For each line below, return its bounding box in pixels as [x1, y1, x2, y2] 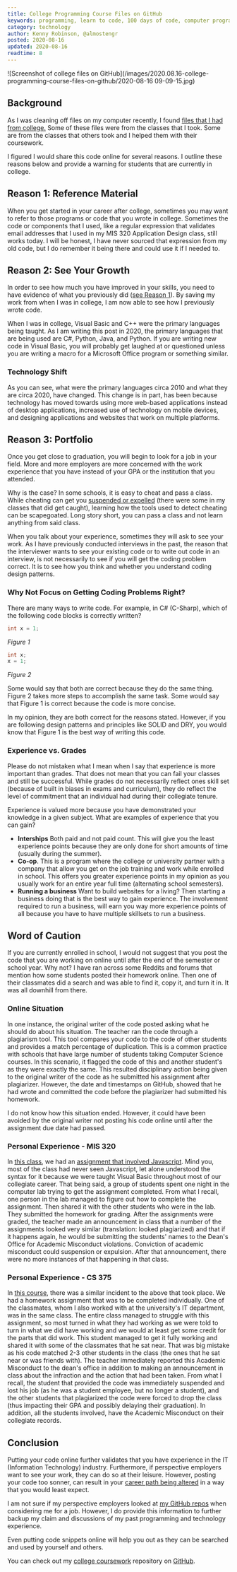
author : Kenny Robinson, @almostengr [7, 30, 119, 37]
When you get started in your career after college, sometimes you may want [7, 206, 229, 215]
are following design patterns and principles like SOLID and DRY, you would [7, 720, 227, 729]
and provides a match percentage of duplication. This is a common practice [7, 1042, 227, 1050]
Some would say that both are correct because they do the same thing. [7, 684, 214, 693]
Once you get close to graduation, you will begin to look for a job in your [7, 452, 217, 461]
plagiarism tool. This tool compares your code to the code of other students [7, 1035, 227, 1043]
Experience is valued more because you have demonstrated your [7, 805, 197, 814]
